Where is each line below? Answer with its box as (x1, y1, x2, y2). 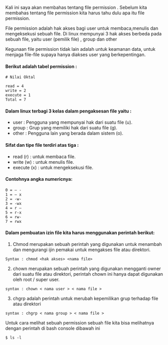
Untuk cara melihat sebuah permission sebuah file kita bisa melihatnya (5, 320, 155, 326)
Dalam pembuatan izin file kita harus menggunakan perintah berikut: (5, 229, 155, 236)
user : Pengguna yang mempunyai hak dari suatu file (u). (12, 119, 133, 125)
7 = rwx (5, 219, 22, 224)
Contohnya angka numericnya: (5, 176, 73, 182)
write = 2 (5, 88, 27, 93)
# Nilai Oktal (5, 74, 36, 80)
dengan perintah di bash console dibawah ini (5, 325, 100, 332)
